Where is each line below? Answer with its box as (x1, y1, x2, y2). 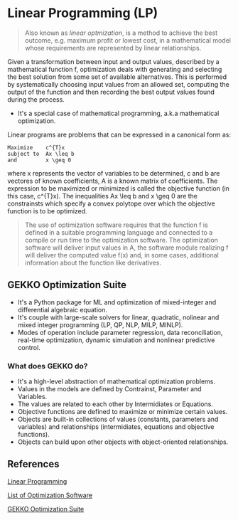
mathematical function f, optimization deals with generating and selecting (7, 65, 222, 73)
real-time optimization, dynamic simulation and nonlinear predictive (17, 336, 215, 344)
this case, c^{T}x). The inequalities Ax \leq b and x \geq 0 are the (7, 191, 198, 200)
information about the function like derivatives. (24, 258, 162, 267)
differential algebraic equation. (17, 305, 108, 314)
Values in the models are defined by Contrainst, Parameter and (17, 385, 202, 393)
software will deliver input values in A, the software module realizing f (24, 243, 229, 252)
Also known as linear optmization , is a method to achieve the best (24, 28, 218, 37)
